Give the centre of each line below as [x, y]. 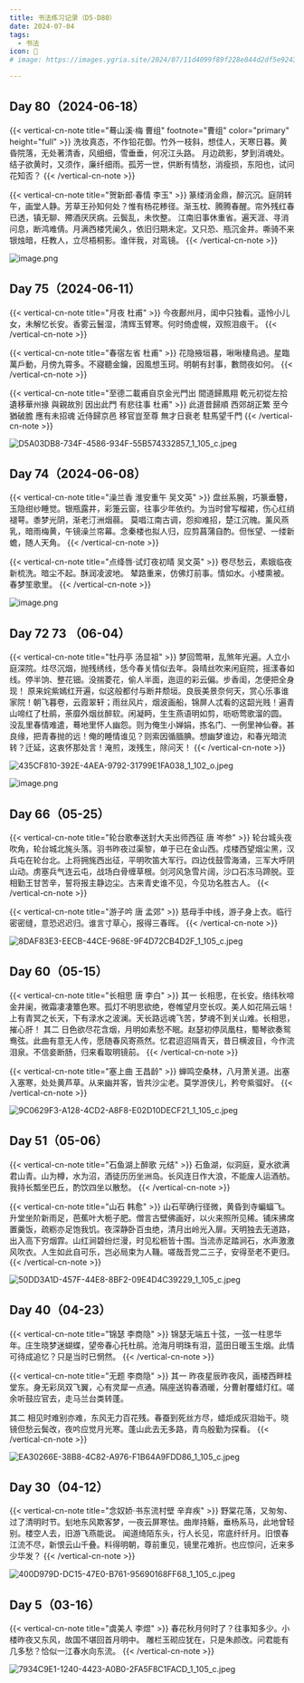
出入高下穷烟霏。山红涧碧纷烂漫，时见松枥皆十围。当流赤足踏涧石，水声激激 [152, 1240]
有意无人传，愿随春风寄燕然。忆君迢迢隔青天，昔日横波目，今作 [167, 1040]
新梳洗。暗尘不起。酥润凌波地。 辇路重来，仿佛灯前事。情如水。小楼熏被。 [149, 573]
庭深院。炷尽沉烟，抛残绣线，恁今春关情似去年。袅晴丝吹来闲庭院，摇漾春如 [152, 668]
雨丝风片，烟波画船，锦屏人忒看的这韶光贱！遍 [199, 702]
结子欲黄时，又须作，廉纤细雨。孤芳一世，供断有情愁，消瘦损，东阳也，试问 [152, 164]
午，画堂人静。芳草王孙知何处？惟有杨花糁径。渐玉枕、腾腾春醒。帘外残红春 [152, 206]
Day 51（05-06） [59, 1141]
